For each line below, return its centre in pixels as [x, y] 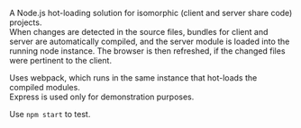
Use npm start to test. [50, 114]
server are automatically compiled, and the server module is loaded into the [150, 41]
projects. [26, 22]
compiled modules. [45, 87]
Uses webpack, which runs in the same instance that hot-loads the [133, 78]
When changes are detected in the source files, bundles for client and [139, 32]
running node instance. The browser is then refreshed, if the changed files [147, 51]
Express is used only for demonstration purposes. [102, 97]
